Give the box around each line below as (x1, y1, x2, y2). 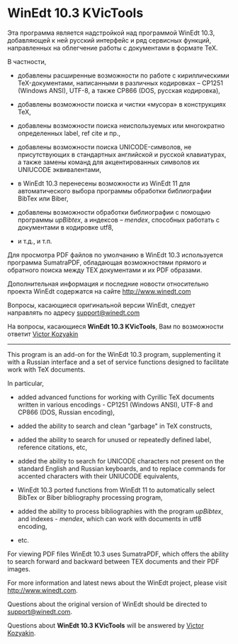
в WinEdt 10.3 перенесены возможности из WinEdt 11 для (17, 179, 191, 188)
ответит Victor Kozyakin (7, 329, 79, 338)
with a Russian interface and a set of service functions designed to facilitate (7, 358, 229, 366)
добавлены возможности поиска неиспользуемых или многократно (17, 121, 225, 129)
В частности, (7, 57, 47, 65)
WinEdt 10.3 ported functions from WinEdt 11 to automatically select (17, 485, 215, 494)
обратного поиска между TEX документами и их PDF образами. (7, 265, 203, 274)
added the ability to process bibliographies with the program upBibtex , (17, 507, 223, 515)
